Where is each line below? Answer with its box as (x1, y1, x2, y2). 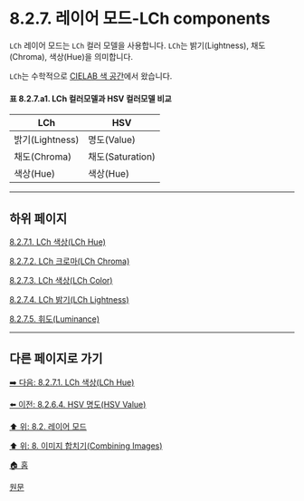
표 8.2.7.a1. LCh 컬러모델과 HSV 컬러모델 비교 (9, 92, 172, 104)
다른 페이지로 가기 (9, 351, 103, 367)
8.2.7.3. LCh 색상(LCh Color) (9, 275, 113, 285)
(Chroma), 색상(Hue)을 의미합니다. (9, 51, 134, 62)
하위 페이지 (9, 210, 68, 226)
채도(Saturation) (88, 150, 157, 163)
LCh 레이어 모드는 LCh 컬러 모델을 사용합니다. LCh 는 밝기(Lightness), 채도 (9, 40, 266, 51)
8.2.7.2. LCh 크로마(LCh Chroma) (9, 255, 130, 266)
